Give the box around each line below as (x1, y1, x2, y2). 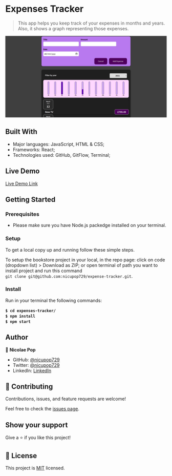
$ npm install (5, 314, 36, 319)
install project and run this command (5, 267, 82, 274)
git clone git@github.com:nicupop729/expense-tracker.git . (5, 273, 133, 279)
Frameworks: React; (12, 147, 55, 153)
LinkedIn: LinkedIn (12, 367, 52, 374)
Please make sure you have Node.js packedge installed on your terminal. (12, 222, 166, 229)
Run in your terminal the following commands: (5, 297, 102, 303)
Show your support (5, 421, 68, 429)
